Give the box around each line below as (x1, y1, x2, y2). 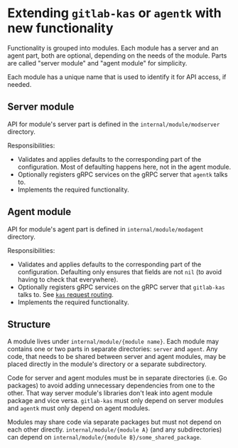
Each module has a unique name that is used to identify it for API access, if (7, 73, 227, 81)
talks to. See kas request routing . (17, 290, 114, 298)
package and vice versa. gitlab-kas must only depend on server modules (7, 397, 224, 405)
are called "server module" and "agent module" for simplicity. (7, 58, 188, 67)
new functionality (7, 20, 114, 36)
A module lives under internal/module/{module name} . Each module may (7, 337, 219, 346)
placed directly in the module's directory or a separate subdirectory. (7, 360, 207, 368)
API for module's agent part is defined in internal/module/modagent (7, 224, 204, 233)
